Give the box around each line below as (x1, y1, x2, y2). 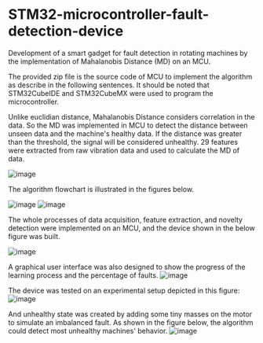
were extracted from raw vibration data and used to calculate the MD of (8, 146, 240, 155)
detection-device (8, 22, 124, 40)
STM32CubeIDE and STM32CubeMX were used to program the (8, 88, 214, 98)
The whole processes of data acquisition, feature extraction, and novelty (8, 215, 243, 224)
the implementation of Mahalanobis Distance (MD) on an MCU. (8, 57, 211, 66)
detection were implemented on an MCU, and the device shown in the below (8, 223, 255, 233)
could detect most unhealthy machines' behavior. (8, 326, 168, 335)
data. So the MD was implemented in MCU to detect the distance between (8, 120, 249, 130)
